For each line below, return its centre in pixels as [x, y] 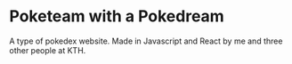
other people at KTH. [48, 50]
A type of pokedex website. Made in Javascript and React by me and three [146, 41]
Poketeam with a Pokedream [117, 16]
